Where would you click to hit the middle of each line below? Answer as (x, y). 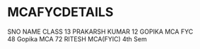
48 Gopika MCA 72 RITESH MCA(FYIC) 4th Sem (77, 38)
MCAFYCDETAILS (60, 12)
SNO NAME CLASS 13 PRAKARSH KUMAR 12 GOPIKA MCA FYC (100, 31)
